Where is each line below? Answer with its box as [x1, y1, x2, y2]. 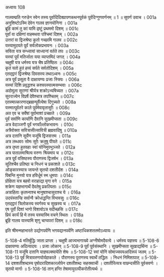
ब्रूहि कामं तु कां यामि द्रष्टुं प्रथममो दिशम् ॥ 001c [5, 26, 79, 32]
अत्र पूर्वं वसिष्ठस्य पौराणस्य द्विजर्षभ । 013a [5, 156, 73, 161]
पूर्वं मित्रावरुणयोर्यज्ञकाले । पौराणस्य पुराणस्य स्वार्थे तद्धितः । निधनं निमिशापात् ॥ [19, 254, 143, 260]
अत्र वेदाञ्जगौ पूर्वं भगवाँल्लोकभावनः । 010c [5, 121, 74, 127]
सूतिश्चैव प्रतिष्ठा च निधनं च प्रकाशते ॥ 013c [5, 161, 75, 167]
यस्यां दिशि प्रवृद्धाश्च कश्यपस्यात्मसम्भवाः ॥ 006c [5, 82, 82, 88]
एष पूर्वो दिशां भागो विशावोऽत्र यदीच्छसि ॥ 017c [5, 206, 78, 212]
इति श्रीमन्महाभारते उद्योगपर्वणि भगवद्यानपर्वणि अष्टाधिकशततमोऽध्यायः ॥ [5, 228, 115, 233]
